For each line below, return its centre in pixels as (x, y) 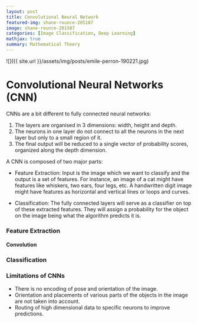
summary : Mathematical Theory (43, 45)
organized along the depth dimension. (61, 150)
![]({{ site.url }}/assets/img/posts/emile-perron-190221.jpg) (77, 61)
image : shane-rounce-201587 (41, 28)
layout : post (22, 11)
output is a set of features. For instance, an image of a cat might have (99, 179)
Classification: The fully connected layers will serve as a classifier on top (103, 203)
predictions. (29, 314)
